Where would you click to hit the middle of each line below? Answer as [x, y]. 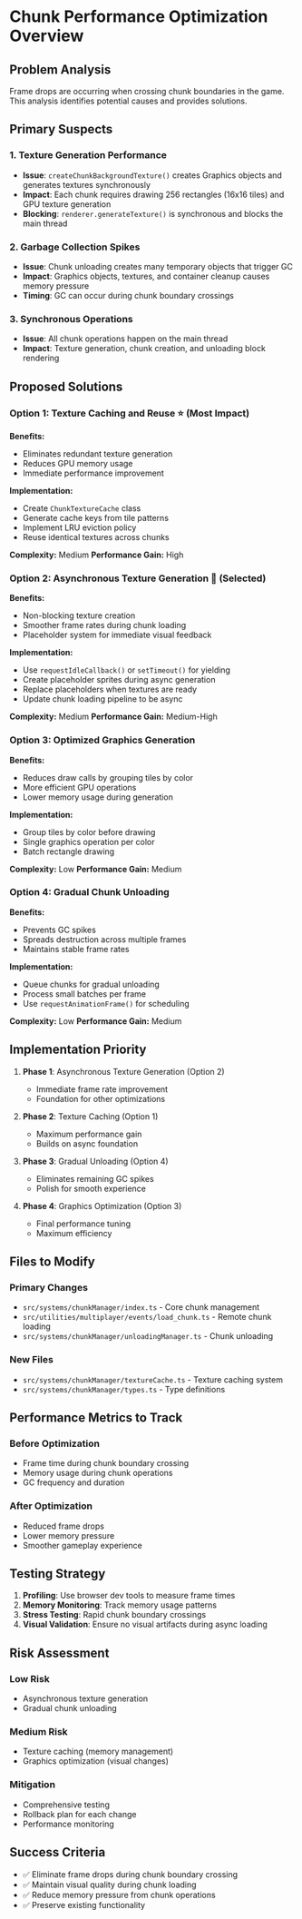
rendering [41, 358]
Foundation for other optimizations [101, 1098]
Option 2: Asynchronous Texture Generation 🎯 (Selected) [138, 578]
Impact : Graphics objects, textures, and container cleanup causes [146, 276]
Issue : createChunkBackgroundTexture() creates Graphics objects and [152, 175]
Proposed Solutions [66, 386]
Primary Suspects [61, 129]
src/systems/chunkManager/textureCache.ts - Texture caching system [153, 1379]
